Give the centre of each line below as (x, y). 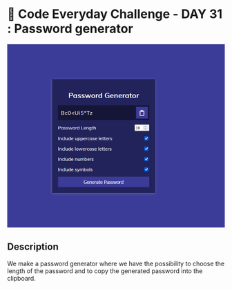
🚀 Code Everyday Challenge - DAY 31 (115, 14)
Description (33, 247)
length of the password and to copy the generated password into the (105, 271)
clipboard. (21, 278)
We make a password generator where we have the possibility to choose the (116, 263)
